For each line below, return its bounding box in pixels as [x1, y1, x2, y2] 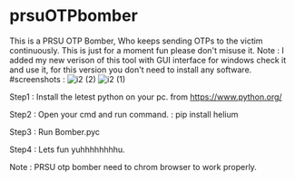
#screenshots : [9, 73, 65, 84]
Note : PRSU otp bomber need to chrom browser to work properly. [9, 161, 257, 172]
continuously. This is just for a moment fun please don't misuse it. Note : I [9, 44, 284, 55]
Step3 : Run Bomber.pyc [9, 126, 101, 137]
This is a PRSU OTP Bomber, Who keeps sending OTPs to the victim [9, 35, 263, 46]
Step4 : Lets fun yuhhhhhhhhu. [9, 144, 125, 155]
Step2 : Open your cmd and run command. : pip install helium [9, 109, 239, 119]
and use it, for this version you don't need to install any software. [9, 64, 252, 75]
